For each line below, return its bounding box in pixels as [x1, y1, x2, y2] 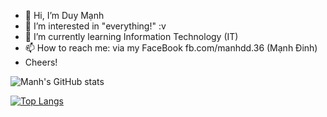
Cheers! [24, 56, 58, 68]
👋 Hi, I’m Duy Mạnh [24, 10, 105, 21]
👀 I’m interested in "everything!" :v [24, 20, 167, 32]
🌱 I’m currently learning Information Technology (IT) [24, 31, 239, 42]
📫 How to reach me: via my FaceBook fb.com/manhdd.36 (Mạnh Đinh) [24, 42, 318, 54]
